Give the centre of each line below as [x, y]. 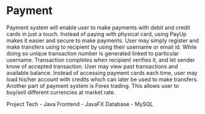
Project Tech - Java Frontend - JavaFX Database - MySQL [80, 104]
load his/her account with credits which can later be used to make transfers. [102, 79]
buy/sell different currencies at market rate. [61, 92]
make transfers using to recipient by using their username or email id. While [102, 47]
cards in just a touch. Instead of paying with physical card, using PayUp [96, 34]
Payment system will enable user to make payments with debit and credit [99, 27]
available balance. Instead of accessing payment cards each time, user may [102, 73]
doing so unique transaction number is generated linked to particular [93, 53]
